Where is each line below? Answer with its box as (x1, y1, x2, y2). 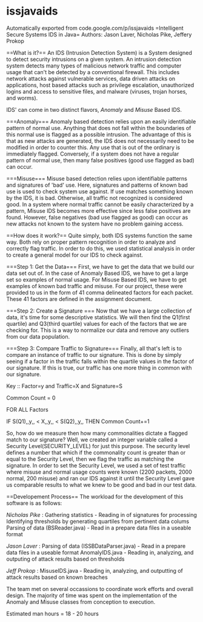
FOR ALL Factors (6, 406, 48, 413)
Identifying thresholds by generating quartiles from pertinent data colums (6, 517, 190, 525)
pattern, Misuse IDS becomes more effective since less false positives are (6, 207, 191, 214)
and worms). (6, 94, 38, 102)
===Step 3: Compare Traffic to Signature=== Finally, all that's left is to (6, 345, 182, 352)
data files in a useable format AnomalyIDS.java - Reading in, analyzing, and (6, 548, 194, 556)
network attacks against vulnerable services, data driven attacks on (6, 75, 176, 82)
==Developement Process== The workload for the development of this (6, 492, 184, 500)
